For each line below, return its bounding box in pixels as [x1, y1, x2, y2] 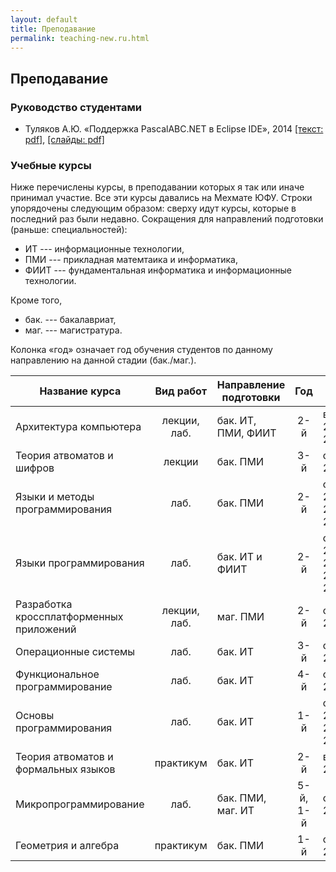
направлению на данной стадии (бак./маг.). [10, 354, 197, 366]
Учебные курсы [10, 158, 92, 172]
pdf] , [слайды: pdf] [24, 134, 105, 146]
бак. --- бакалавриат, [24, 314, 117, 326]
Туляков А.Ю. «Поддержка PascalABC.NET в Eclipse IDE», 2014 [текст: [24, 123, 324, 135]
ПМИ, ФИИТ [216, 426, 277, 440]
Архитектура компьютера [15, 420, 142, 434]
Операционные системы [15, 645, 136, 659]
